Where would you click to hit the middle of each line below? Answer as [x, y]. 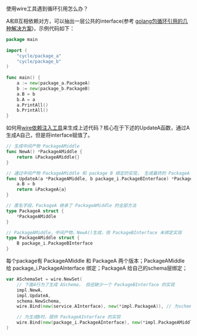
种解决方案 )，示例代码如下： [40, 28]
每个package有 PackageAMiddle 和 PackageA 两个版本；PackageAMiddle [95, 261]
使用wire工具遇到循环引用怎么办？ [47, 9]
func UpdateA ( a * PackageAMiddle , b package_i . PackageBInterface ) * [90, 179]
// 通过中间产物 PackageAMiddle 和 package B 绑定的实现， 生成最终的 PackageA [98, 173]
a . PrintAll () [33, 105]
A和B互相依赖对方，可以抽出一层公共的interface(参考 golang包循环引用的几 [97, 21]
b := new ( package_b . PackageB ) [54, 89]
